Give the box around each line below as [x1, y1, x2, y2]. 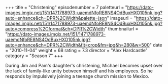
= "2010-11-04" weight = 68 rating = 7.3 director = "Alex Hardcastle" [5, 48, 148, 53]
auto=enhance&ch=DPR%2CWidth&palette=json [5, 15, 108, 21]
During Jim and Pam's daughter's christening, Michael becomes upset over [5, 63, 163, 68]
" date [149, 42, 162, 48]
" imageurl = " [107, 15, 136, 21]
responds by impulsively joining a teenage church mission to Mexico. [5, 73, 150, 79]
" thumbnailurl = [105, 26, 139, 32]
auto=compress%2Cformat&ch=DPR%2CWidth [5, 26, 105, 32]
